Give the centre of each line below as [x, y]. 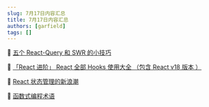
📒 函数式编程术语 [31, 96]
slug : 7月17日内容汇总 [36, 13]
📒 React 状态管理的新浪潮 [43, 82]
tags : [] [20, 32]
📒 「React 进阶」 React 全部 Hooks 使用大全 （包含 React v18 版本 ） [104, 67]
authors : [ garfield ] [37, 26]
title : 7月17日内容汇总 [38, 20]
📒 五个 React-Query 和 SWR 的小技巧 [59, 52]
